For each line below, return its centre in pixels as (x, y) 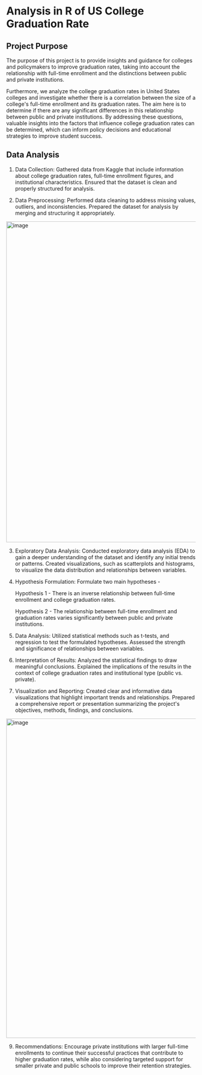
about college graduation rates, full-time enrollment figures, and (94, 176)
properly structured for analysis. (55, 188)
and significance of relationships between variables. (80, 648)
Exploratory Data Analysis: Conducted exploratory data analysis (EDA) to (105, 551)
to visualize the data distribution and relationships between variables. (101, 570)
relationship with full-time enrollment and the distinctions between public (96, 73)
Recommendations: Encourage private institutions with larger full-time (102, 1046)
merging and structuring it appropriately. (65, 213)
